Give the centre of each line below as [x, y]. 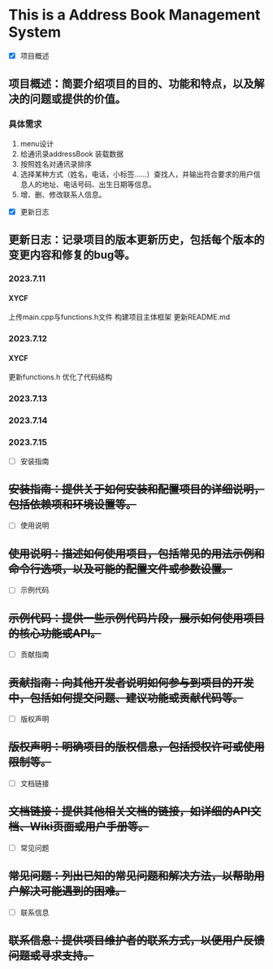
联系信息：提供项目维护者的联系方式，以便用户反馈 [136, 941]
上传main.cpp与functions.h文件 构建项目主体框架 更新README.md [119, 317]
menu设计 [37, 143]
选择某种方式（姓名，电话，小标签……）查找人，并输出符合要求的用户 [136, 174]
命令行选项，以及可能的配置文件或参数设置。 [121, 569]
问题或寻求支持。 [51, 956]
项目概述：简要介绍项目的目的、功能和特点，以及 [131, 84]
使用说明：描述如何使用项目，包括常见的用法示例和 [136, 553]
